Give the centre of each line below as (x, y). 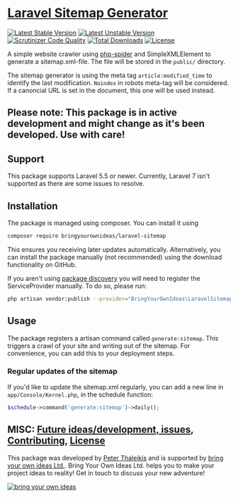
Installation (33, 206)
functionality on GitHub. (42, 265)
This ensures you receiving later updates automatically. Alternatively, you (114, 249)
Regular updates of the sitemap (63, 372)
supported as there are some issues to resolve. (76, 184)
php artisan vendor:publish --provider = (68, 299)
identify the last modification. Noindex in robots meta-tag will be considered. (118, 82)
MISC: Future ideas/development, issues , (101, 430)
